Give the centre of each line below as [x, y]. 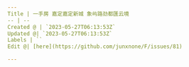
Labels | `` [25, 40]
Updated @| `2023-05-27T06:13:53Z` [60, 33]
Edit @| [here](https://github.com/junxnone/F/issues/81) [95, 47]
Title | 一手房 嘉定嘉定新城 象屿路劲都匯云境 [68, 14]
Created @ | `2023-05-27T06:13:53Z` [61, 27]
